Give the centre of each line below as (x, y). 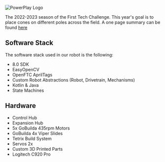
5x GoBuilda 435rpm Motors (41, 128)
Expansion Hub (28, 123)
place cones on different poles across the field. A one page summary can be (83, 22)
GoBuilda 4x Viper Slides (37, 133)
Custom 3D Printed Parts (37, 149)
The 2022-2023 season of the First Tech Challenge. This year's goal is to (80, 17)
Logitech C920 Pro (31, 154)
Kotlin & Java (25, 85)
